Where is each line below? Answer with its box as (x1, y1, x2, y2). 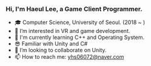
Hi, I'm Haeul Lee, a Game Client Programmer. (5, 5, 143, 13)
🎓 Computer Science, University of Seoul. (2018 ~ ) (14, 19, 146, 26)
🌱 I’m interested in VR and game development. (14, 28, 130, 35)
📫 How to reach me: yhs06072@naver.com (14, 53, 124, 61)
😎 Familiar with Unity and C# (14, 40, 88, 47)
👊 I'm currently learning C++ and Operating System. (14, 34, 145, 41)
